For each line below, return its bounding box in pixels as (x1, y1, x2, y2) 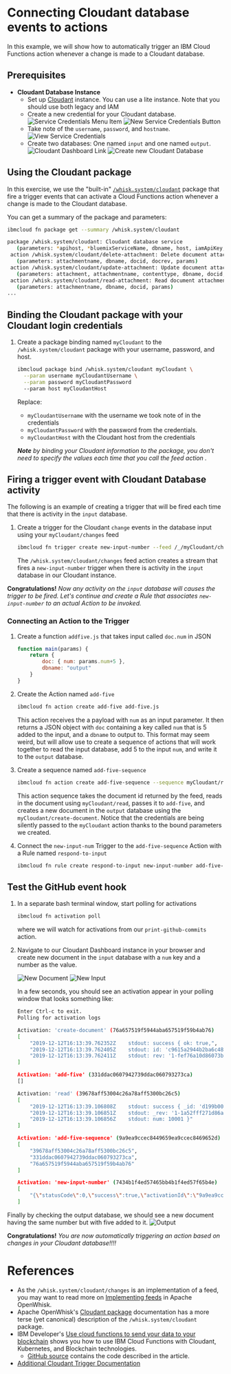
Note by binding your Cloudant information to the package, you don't (16, 446, 214, 454)
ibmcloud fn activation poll (16, 913, 101, 920)
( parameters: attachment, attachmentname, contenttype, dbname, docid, (16, 270, 226, 277)
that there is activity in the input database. (7, 510, 128, 518)
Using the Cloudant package (7, 167, 132, 179)
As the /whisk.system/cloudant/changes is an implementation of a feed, (16, 1286, 219, 1294)
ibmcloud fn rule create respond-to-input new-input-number (16, 862, 193, 869)
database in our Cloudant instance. (16, 571, 117, 580)
